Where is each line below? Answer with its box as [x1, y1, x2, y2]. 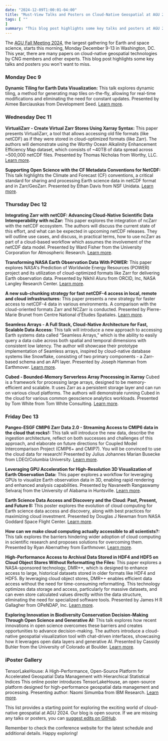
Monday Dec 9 [5, 74, 41, 81]
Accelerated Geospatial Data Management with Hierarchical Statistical [5, 673, 150, 679]
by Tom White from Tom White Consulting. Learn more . [5, 400, 119, 407]
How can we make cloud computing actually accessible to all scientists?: [5, 528, 160, 535]
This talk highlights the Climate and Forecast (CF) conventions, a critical [5, 172, 153, 178]
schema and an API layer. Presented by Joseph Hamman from [19, 359, 147, 365]
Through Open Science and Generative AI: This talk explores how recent [5, 617, 156, 623]
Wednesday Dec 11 [5, 114, 51, 121]
